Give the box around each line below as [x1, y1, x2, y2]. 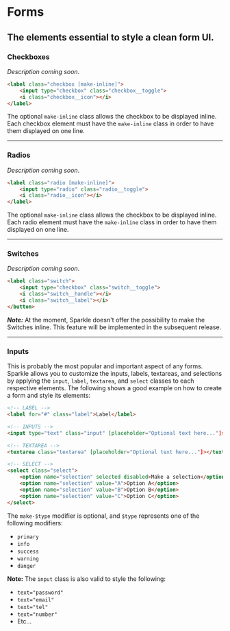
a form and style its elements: [7, 392, 91, 400]
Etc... [16, 617, 32, 625]
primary [16, 533, 39, 540]
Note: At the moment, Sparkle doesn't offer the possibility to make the [7, 315, 205, 324]
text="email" [16, 596, 55, 604]
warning [16, 555, 39, 562]
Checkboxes [7, 52, 50, 62]
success [16, 548, 39, 555]
